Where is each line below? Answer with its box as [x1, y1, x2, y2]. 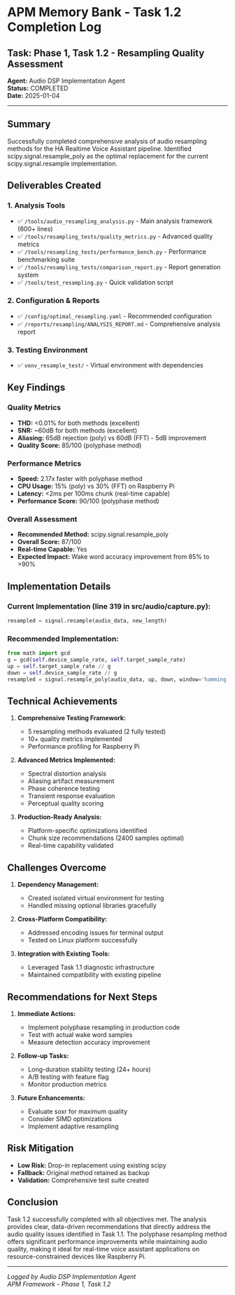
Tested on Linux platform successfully [27, 936, 138, 944]
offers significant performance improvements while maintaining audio [7, 1237, 208, 1245]
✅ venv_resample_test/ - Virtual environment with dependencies [17, 361, 204, 369]
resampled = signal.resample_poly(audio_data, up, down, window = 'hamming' [7, 676, 230, 683]
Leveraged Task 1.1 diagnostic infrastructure [27, 963, 155, 972]
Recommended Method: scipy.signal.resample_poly [17, 530, 169, 538]
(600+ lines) [17, 224, 54, 233]
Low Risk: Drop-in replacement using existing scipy [17, 1161, 166, 1169]
